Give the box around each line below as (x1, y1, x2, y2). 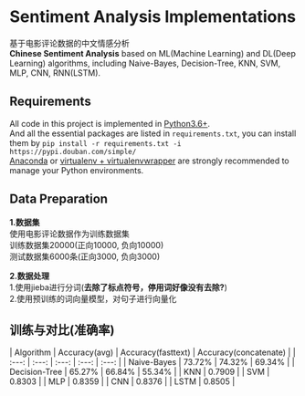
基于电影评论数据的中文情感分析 (9, 37, 130, 48)
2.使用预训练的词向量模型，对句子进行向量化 (9, 293, 177, 304)
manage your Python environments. (9, 164, 144, 175)
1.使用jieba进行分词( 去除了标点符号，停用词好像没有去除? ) (9, 281, 228, 293)
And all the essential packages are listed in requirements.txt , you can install (9, 128, 297, 139)
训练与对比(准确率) (9, 322, 115, 338)
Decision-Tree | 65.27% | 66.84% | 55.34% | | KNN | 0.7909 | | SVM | (9, 367, 270, 378)
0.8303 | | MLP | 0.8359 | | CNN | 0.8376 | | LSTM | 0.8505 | (9, 376, 236, 387)
